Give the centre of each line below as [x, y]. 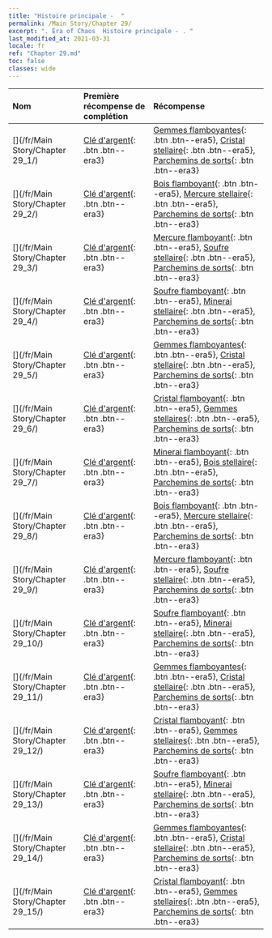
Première [102, 96]
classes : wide [32, 69]
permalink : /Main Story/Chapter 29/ [70, 23]
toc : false [27, 62]
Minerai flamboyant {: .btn [201, 452]
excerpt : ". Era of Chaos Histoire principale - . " [101, 31]
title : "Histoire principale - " [67, 16]
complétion [106, 116]
